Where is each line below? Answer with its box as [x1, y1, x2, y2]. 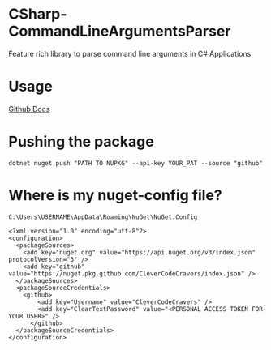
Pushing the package [8, 133, 154, 151]
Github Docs [8, 104, 50, 113]
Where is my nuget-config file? [8, 186, 223, 204]
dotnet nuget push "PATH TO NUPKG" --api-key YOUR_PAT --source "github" [8, 159, 264, 167]
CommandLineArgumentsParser [8, 22, 231, 41]
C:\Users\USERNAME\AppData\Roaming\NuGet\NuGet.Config [8, 212, 198, 221]
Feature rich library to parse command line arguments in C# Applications [8, 49, 252, 58]
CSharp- [8, 5, 67, 23]
